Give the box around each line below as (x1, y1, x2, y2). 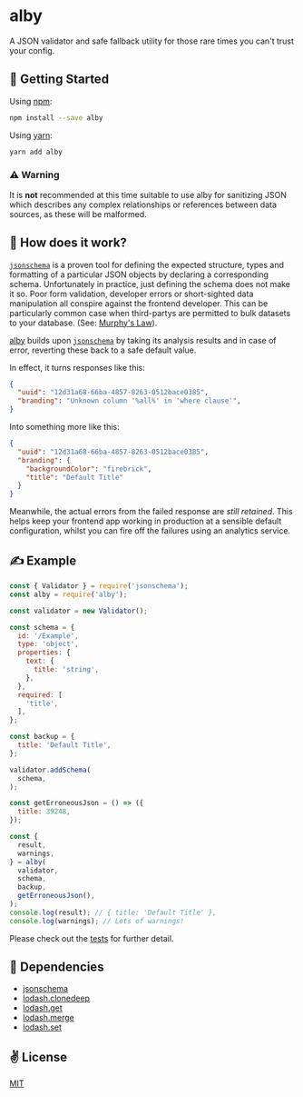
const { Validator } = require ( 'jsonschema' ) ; (9, 582, 189, 591)
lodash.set (22, 1022, 62, 1032)
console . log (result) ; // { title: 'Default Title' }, (9, 908, 218, 917)
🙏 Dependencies (9, 960, 104, 975)
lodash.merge (22, 1012, 74, 1023)
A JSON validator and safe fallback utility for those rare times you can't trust (9, 35, 295, 46)
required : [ (17, 690, 64, 700)
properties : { (17, 648, 71, 657)
